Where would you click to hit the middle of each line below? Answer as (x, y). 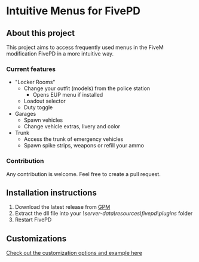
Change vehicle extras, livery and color (72, 127)
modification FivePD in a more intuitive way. (60, 54)
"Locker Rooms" (35, 82)
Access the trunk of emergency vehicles (74, 139)
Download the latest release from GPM (62, 207)
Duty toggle (38, 107)
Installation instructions (51, 192)
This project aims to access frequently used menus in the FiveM (85, 47)
